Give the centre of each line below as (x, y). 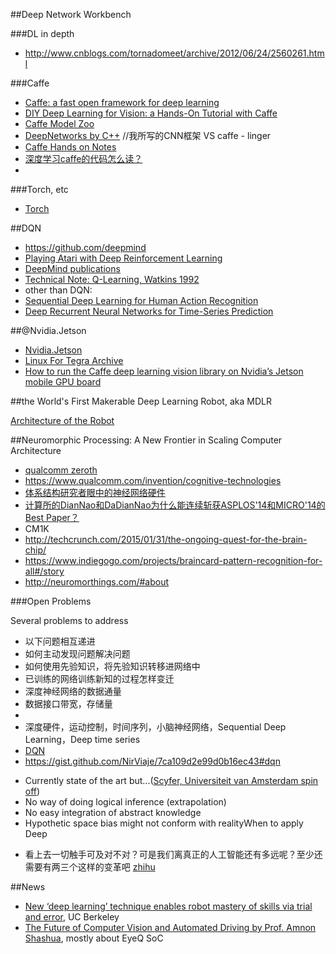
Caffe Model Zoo (59, 123)
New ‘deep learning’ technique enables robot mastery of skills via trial (168, 906)
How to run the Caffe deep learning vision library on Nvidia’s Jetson (164, 371)
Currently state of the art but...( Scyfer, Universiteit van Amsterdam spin (171, 780)
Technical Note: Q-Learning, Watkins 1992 (112, 279)
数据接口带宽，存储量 (68, 703)
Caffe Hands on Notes (70, 147)
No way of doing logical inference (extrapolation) (125, 802)
